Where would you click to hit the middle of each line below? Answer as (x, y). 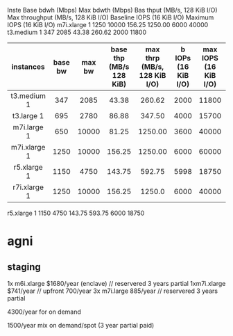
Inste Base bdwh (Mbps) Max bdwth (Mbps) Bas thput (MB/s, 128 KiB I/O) (112, 10)
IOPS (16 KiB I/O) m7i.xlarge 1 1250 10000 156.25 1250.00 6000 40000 (108, 25)
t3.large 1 (28, 116)
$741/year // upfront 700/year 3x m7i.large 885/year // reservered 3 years (113, 291)
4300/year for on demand (44, 312)
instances (28, 67)
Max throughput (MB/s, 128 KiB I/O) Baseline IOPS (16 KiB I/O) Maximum (111, 17)
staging (24, 267)
